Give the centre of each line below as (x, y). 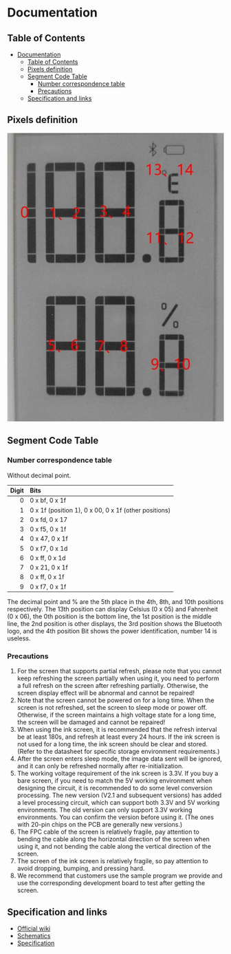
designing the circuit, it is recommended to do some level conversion (115, 788)
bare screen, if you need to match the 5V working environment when (114, 781)
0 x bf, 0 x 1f (48, 501)
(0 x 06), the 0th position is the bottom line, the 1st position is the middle (109, 616)
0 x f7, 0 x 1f (48, 587)
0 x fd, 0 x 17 (49, 519)
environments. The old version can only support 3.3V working (104, 810)
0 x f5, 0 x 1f (48, 529)
